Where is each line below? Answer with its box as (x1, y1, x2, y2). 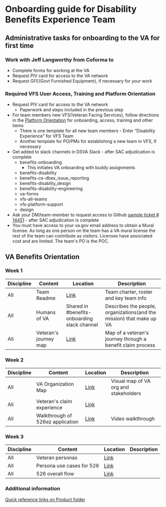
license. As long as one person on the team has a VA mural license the (12, 228, 156, 233)
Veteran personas (36, 454, 78, 461)
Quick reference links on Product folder (5, 496, 85, 503)
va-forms (19, 191, 39, 197)
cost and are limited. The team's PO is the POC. (12, 238, 110, 244)
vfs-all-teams (19, 196, 47, 202)
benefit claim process (105, 341, 156, 348)
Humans (36, 309, 56, 316)
